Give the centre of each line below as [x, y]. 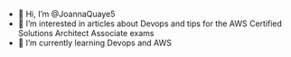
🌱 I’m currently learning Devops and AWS [94, 43]
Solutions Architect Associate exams [86, 33]
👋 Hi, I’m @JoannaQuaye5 [66, 14]
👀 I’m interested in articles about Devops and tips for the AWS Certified [150, 24]
